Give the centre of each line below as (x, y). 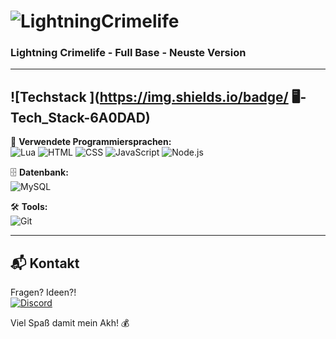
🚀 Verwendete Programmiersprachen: (91, 142)
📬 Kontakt (45, 263)
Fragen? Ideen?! (43, 292)
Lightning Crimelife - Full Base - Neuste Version (128, 53)
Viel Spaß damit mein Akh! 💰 (70, 323)
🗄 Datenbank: (39, 172)
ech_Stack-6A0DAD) (80, 117)
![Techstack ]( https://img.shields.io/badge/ (149, 96)
